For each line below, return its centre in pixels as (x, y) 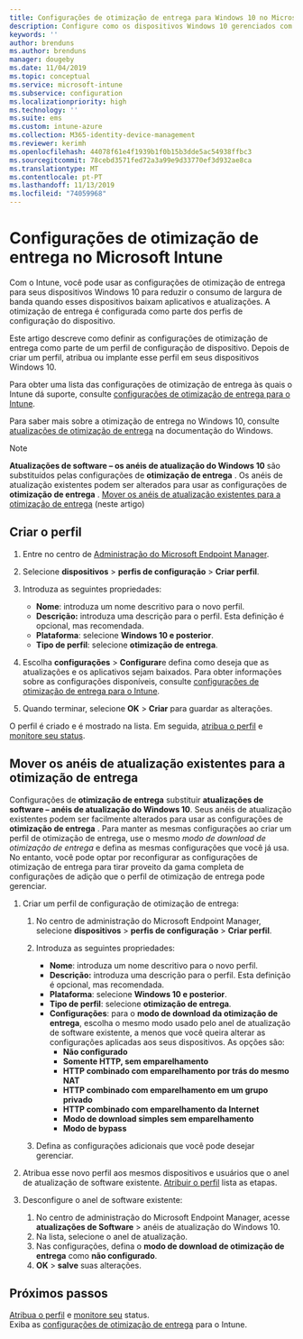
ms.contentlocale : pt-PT (56, 177)
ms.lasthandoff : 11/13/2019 (62, 186)
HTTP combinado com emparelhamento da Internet (161, 1109)
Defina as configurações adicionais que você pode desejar (145, 1145)
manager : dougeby (42, 60)
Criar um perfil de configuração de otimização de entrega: (130, 903)
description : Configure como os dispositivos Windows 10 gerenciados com (151, 26)
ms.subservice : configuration (66, 93)
